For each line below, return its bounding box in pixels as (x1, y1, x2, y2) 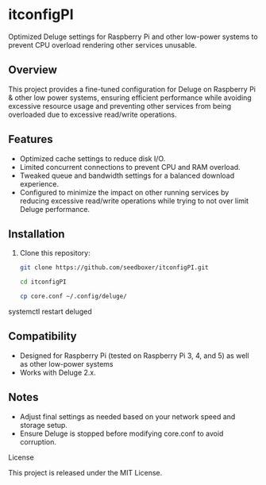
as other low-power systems (19, 359, 114, 368)
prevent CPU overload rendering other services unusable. (8, 40, 197, 49)
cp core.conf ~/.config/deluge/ (19, 292, 127, 301)
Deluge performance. (19, 204, 90, 214)
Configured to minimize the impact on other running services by (19, 187, 229, 197)
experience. (19, 179, 60, 188)
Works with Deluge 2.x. (19, 368, 97, 377)
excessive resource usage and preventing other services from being (8, 101, 232, 110)
